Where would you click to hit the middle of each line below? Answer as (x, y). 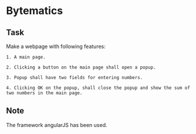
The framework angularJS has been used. (57, 125)
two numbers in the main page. (44, 93)
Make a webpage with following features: (56, 46)
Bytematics (35, 11)
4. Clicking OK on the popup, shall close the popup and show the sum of (98, 88)
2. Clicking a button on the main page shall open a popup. (81, 67)
